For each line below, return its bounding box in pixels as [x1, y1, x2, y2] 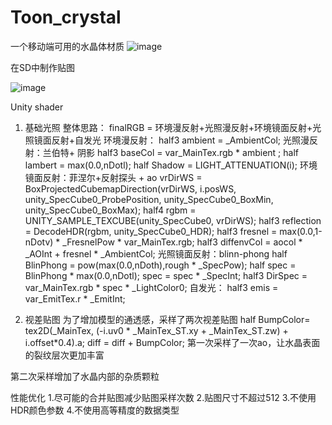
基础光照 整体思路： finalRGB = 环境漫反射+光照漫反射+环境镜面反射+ [24, 121, 313, 133]
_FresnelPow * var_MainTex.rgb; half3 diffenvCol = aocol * [62, 236, 303, 248]
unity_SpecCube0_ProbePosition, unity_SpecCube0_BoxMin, [24, 193, 274, 205]
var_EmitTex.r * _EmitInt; [24, 292, 126, 305]
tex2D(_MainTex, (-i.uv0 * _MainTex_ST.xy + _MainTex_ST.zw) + [24, 324, 289, 336]
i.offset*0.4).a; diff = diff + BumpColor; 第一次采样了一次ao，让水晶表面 [24, 336, 321, 348]
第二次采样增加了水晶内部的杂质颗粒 [10, 370, 160, 382]
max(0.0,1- [279, 225, 323, 237]
